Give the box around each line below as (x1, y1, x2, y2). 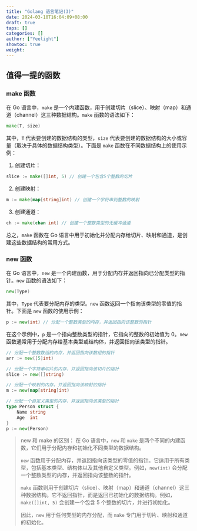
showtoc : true (6, 42, 41, 48)
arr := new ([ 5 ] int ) (6, 355, 54, 361)
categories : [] (6, 31, 44, 37)
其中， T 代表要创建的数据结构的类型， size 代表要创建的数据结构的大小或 (6, 135, 182, 142)
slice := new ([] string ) (6, 371, 65, 378)
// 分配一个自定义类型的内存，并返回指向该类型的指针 (6, 398, 119, 404)
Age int (16, 414, 38, 421)
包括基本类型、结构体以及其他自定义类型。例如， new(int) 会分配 (31, 464, 188, 471)
